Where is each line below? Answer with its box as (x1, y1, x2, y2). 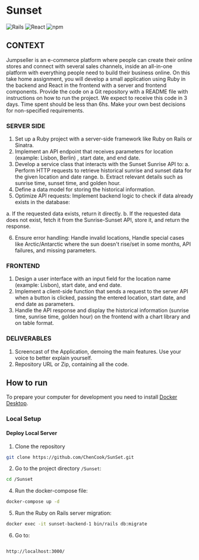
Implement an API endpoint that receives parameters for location (14, 148, 173, 155)
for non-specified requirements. (6, 107, 84, 114)
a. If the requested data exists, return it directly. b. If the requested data (6, 210, 181, 217)
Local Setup (6, 415, 42, 423)
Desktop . (6, 400, 29, 407)
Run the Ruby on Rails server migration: (14, 509, 112, 517)
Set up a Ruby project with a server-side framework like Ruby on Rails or (14, 135, 192, 143)
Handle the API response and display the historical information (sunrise (14, 307, 189, 314)
